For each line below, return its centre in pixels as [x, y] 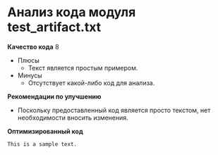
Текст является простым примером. [83, 68]
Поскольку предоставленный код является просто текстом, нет [114, 110]
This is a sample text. [42, 144]
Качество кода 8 [33, 46]
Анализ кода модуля [72, 12]
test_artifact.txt [54, 27]
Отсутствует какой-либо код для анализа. [91, 82]
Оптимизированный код [45, 131]
